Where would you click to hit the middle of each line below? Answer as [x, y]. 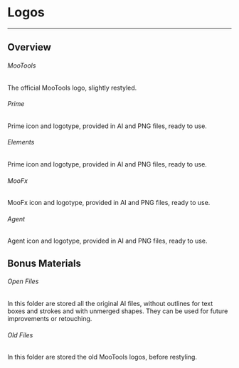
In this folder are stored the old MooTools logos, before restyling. [102, 357]
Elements [21, 142]
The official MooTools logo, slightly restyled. [72, 88]
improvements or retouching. [50, 318]
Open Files [23, 281]
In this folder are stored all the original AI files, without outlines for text [110, 303]
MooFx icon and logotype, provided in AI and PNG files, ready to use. [109, 203]
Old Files [20, 335]
